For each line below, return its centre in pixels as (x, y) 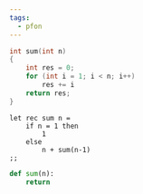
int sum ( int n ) (38, 51)
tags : (19, 18)
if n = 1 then (52, 126)
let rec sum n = (40, 118)
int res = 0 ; (50, 68)
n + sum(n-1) (67, 150)
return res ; (48, 93)
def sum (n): (32, 173)
